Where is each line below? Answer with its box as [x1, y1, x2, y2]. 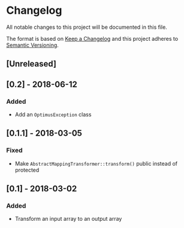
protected [14, 166, 40, 173]
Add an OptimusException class [14, 111, 92, 118]
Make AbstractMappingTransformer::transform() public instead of [14, 160, 178, 167]
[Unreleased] [6, 59, 57, 69]
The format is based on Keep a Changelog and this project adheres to [6, 35, 179, 42]
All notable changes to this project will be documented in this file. [6, 23, 168, 31]
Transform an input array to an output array [14, 215, 122, 223]
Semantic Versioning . [6, 41, 59, 49]
